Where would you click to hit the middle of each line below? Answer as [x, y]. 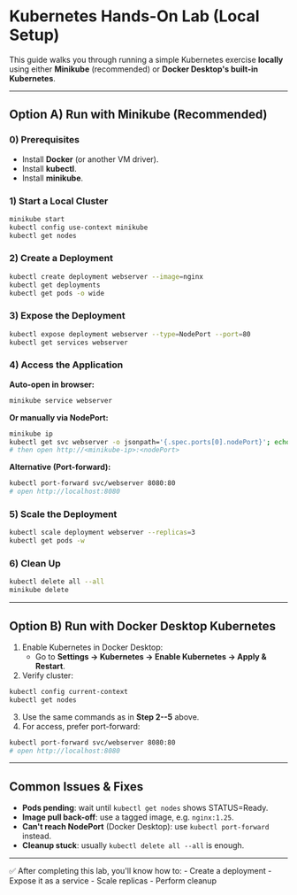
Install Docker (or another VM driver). [90, 159]
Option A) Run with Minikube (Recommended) [138, 115]
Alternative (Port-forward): [60, 467]
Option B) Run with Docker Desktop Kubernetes [143, 626]
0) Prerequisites [44, 140]
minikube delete [39, 590]
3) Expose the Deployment [67, 316]
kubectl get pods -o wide [57, 293]
